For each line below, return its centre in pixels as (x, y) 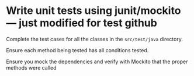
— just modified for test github (82, 23)
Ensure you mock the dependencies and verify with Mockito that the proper (97, 61)
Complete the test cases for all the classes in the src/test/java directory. (94, 39)
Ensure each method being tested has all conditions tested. (77, 50)
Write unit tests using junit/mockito (93, 11)
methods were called (31, 67)
